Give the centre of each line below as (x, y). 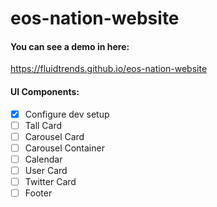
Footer (38, 193)
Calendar (43, 159)
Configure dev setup (67, 114)
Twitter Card (50, 181)
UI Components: (45, 91)
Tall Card (43, 125)
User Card (46, 170)
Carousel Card (54, 136)
